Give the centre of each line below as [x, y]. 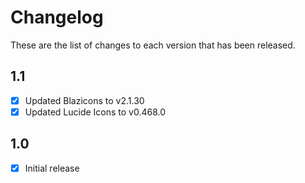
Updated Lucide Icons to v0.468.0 [95, 112]
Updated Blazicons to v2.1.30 [84, 100]
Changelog [57, 17]
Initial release [52, 168]
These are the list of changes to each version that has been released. [153, 45]
